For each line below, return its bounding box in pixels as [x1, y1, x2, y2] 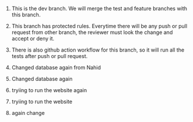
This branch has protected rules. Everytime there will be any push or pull [11, 23, 188, 29]
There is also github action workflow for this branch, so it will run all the [11, 46, 185, 53]
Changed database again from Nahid [11, 64, 101, 71]
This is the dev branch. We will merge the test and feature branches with [11, 5, 188, 12]
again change [11, 110, 45, 116]
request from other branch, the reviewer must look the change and [11, 29, 173, 36]
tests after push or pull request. [11, 53, 88, 59]
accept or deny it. [11, 35, 55, 42]
